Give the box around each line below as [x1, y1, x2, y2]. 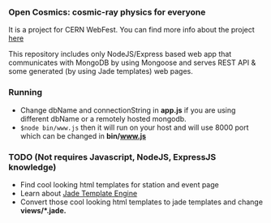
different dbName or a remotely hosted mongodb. [19, 114, 187, 123]
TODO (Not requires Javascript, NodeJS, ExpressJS [8, 151, 217, 162]
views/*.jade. [19, 205, 67, 215]
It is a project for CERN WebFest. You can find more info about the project [8, 25, 256, 35]
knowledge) [8, 161, 57, 173]
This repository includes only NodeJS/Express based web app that [8, 49, 232, 59]
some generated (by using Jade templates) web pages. [8, 66, 193, 76]
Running [8, 87, 43, 98]
